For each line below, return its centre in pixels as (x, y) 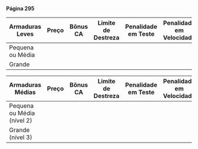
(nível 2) (21, 121)
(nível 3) (21, 137)
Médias (25, 92)
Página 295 (20, 9)
